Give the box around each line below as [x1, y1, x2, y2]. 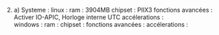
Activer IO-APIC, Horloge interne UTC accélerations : [13, 13, 164, 21]
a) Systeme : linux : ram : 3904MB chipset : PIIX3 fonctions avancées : [13, 6, 213, 14]
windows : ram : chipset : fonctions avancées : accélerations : [13, 21, 189, 28]
